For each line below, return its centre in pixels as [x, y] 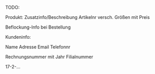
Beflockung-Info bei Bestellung [38, 27]
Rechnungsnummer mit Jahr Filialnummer [49, 57]
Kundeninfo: [18, 37]
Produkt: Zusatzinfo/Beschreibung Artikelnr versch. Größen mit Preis [77, 17]
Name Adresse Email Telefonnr [38, 47]
